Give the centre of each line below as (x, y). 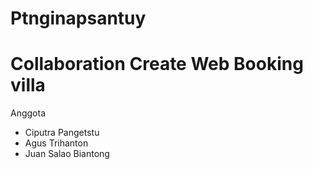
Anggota (28, 113)
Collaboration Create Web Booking (157, 64)
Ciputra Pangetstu (62, 133)
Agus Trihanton (56, 143)
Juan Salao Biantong (67, 154)
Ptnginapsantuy (78, 18)
